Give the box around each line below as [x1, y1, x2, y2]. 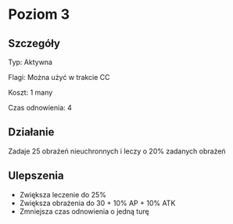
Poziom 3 [8, 5, 70, 23]
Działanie [8, 125, 55, 139]
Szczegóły [8, 37, 61, 50]
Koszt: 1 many [8, 88, 53, 97]
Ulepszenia [8, 169, 64, 182]
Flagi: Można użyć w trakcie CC [8, 73, 111, 81]
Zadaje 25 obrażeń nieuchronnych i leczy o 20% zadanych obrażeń [8, 146, 226, 156]
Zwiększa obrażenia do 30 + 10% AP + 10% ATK [19, 198, 176, 208]
